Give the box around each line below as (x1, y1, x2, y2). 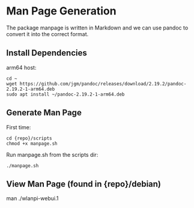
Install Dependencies (6, 48, 87, 58)
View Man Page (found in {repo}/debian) (6, 179, 161, 189)
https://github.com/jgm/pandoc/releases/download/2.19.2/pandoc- (19, 81, 187, 87)
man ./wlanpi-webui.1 (6, 195, 59, 202)
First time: (6, 123, 31, 130)
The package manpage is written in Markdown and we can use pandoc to (6, 24, 189, 31)
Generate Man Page (6, 108, 82, 118)
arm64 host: (6, 64, 37, 71)
